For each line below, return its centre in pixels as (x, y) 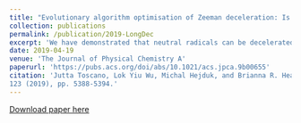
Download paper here (49, 109)
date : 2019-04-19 (42, 51)
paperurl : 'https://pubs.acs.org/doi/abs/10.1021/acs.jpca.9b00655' (140, 68)
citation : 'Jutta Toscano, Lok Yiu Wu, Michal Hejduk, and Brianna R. (144, 76)
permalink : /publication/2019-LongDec (82, 34)
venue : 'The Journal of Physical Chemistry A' (98, 59)
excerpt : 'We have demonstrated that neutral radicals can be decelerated (152, 42)
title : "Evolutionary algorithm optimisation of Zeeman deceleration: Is (150, 17)
